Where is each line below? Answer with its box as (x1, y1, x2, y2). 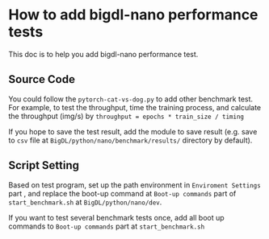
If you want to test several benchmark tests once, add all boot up (8, 212, 225, 222)
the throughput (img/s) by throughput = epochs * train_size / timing (8, 111, 245, 121)
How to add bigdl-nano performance (8, 6, 258, 24)
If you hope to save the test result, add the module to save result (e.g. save (8, 126, 258, 136)
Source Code (8, 72, 75, 86)
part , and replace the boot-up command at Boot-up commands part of (8, 188, 237, 198)
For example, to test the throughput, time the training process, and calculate (8, 102, 262, 112)
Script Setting (8, 159, 79, 172)
